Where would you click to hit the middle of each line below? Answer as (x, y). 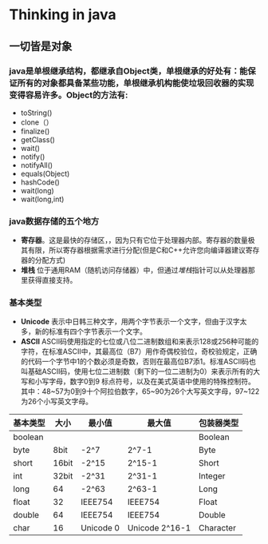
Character (217, 528)
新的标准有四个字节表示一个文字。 (91, 332)
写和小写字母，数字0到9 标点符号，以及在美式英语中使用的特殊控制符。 (138, 382)
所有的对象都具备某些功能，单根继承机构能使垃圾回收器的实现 (136, 83)
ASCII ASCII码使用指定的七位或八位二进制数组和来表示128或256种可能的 (140, 342)
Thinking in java (63, 15)
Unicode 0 (100, 528)
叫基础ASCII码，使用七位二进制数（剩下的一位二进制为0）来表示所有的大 (140, 371)
